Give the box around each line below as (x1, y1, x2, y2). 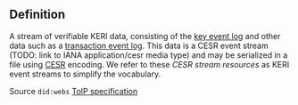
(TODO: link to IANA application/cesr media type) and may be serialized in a (9, 49, 288, 61)
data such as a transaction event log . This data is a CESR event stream (9, 40, 269, 51)
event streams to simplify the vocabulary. (9, 69, 161, 79)
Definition (9, 7, 65, 22)
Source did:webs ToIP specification (9, 85, 138, 96)
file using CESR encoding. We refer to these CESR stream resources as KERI (9, 59, 290, 69)
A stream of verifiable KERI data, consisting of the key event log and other (9, 30, 281, 41)
